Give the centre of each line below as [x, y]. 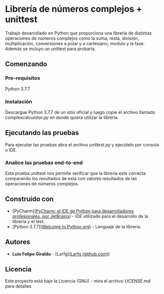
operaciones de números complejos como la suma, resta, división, [72, 38]
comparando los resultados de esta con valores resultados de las [71, 179]
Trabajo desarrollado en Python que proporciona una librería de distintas [79, 33]
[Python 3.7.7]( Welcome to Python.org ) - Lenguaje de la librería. [77, 226]
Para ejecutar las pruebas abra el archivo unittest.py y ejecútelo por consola [82, 145]
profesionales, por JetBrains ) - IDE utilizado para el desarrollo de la [80, 216]
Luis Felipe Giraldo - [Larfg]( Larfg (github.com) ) [61, 254]
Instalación [19, 102]
